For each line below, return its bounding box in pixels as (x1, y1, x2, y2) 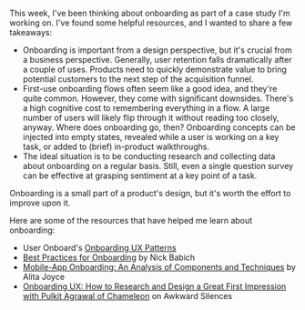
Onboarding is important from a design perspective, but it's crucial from (22, 45, 293, 55)
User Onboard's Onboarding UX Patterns (22, 243, 177, 253)
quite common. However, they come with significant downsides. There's (22, 93, 294, 104)
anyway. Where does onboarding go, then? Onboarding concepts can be (22, 122, 296, 133)
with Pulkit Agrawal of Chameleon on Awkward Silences (22, 291, 233, 301)
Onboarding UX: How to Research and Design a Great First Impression (22, 281, 287, 292)
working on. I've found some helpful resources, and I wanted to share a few (9, 17, 293, 28)
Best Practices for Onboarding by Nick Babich (22, 252, 196, 263)
